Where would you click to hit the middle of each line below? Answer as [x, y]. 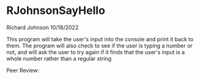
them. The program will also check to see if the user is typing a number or [99, 46]
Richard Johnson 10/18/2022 [43, 27]
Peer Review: [23, 70]
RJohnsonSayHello [56, 11]
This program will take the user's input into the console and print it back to [100, 39]
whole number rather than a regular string [59, 58]
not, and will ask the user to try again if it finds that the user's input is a [96, 52]
